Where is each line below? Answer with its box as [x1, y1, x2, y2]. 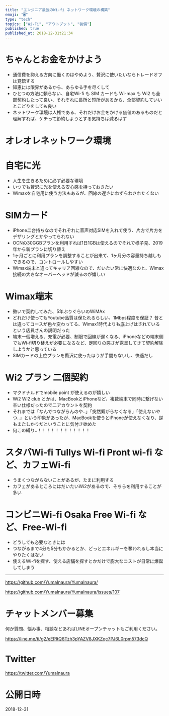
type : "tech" [5, 17, 33, 22]
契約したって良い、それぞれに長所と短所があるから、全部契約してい [17, 97, 158, 103]
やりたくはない [12, 551, 44, 558]
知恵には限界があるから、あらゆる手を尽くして [12, 84, 110, 90]
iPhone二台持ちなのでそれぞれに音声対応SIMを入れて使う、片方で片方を [12, 227, 163, 233]
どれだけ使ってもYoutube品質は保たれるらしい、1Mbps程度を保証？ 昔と [12, 314, 163, 321]
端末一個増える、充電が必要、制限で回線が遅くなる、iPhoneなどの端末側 [12, 333, 163, 340]
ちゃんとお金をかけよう [5, 54, 103, 65]
